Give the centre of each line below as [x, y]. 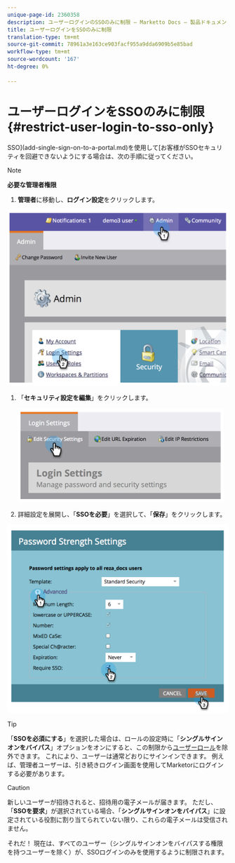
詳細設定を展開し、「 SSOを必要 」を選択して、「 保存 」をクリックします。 [122, 514]
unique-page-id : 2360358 [43, 15]
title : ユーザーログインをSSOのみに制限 [60, 29]
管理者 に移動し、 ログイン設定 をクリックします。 [88, 199]
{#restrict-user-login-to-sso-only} [111, 127]
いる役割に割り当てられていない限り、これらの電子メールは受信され [129, 820]
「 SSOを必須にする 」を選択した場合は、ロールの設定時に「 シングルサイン [115, 739]
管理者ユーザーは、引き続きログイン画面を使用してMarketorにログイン [121, 765]
